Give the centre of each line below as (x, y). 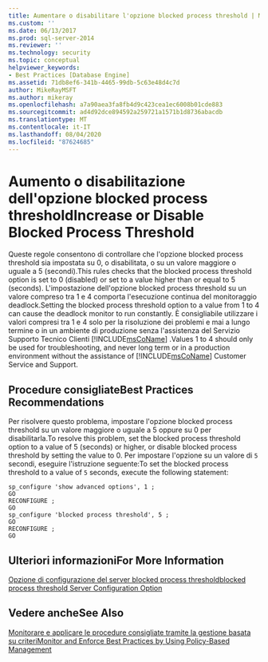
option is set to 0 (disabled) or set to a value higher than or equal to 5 (122, 279)
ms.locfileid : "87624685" (51, 142)
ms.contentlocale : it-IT (49, 127)
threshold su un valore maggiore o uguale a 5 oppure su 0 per (110, 430)
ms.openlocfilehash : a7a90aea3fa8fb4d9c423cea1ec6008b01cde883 (116, 105)
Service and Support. (43, 365)
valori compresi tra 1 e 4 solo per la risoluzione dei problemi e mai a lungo (129, 322)
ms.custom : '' (32, 23)
